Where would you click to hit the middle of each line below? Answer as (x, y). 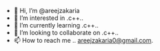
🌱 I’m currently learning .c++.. (56, 25)
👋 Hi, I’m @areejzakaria (47, 11)
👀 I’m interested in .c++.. (49, 18)
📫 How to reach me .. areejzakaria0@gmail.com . (83, 40)
